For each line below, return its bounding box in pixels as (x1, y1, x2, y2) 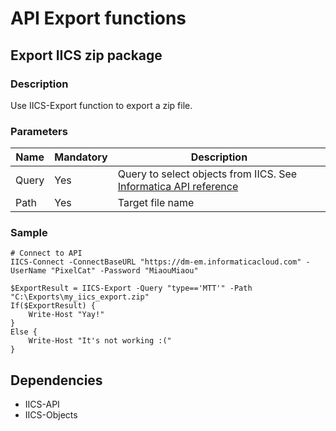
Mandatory (54, 150, 108, 164)
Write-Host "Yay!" (28, 310, 105, 320)
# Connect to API (10, 248, 83, 259)
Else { (10, 327, 38, 337)
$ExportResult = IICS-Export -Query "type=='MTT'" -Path (10, 283, 253, 294)
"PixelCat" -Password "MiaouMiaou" (50, 266, 199, 276)
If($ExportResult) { (10, 301, 97, 311)
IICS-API (24, 398, 60, 411)
